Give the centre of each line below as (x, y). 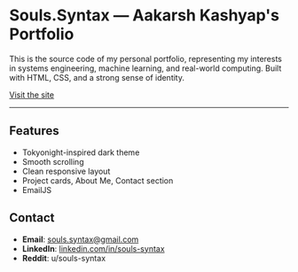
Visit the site (32, 95)
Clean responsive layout (66, 171)
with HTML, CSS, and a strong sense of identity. (97, 77)
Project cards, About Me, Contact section (98, 180)
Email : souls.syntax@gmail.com (80, 239)
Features (34, 131)
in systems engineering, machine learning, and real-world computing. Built (145, 68)
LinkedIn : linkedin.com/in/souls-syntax (94, 248)
